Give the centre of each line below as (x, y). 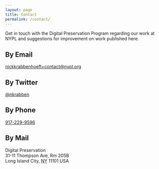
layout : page (19, 10)
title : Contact (21, 15)
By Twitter (22, 82)
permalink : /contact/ (28, 19)
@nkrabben (17, 94)
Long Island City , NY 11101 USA (37, 160)
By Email (19, 54)
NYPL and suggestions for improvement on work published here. (72, 39)
